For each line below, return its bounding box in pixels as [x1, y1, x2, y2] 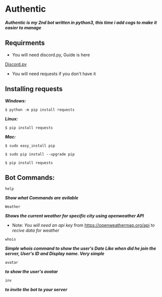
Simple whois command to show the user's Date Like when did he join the [5, 245, 156, 252]
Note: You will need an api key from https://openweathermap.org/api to [12, 222, 155, 228]
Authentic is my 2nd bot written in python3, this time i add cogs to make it [5, 20, 157, 25]
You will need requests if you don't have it [12, 71, 96, 77]
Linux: [5, 116, 18, 121]
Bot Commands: [5, 173, 55, 181]
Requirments [5, 39, 45, 47]
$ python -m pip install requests [5, 107, 75, 112]
